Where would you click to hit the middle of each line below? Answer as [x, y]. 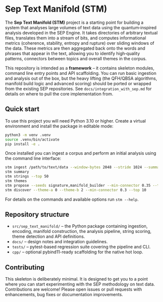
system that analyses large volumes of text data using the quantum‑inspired [81, 27]
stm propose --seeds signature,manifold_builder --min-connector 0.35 [78, 185]
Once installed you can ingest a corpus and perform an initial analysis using [81, 153]
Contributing [25, 267]
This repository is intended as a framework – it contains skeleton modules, [80, 68]
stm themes [16, 181]
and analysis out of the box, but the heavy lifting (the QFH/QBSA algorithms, [81, 78]
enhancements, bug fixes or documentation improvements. [64, 295]
